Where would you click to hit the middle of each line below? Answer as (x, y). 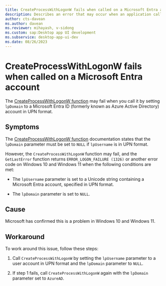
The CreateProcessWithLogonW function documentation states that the (78, 139)
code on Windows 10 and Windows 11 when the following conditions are (78, 164)
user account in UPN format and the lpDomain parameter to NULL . (78, 264)
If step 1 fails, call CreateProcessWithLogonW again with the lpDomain (80, 273)
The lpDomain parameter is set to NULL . (51, 194)
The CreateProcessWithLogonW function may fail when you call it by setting (83, 101)
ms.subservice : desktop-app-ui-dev (42, 38)
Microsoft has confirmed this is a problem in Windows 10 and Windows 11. (80, 221)
